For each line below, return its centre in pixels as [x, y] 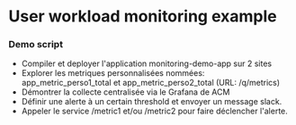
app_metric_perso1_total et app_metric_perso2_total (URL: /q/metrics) [151, 83]
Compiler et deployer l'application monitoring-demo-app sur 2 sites [146, 63]
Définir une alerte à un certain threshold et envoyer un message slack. [152, 102]
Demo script [36, 45]
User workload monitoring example [143, 17]
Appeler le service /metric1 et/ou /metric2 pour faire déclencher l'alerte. [155, 111]
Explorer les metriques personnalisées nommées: [113, 73]
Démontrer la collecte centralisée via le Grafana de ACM [126, 92]
